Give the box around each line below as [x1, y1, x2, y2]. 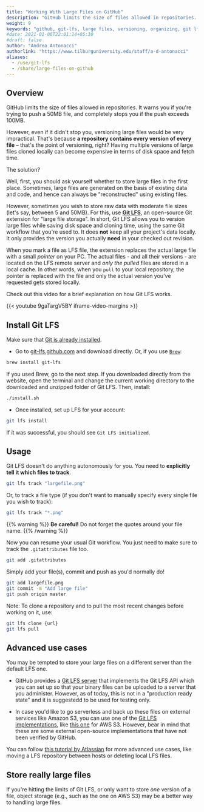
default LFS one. [6, 665, 47, 672]
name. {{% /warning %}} [6, 527, 69, 535]
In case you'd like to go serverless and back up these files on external [15, 708, 191, 716]
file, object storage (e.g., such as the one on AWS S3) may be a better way [6, 793, 193, 800]
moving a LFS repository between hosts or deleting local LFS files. [6, 752, 172, 759]
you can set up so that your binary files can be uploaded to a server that [15, 683, 196, 691]
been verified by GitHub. [15, 734, 77, 741]
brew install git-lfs [6, 359, 61, 365]
